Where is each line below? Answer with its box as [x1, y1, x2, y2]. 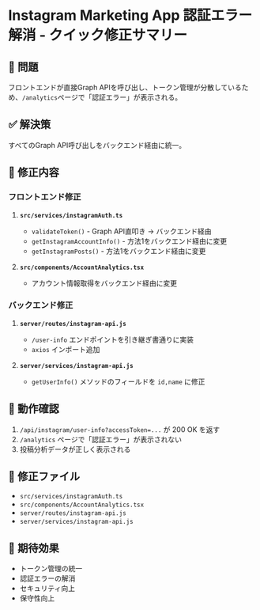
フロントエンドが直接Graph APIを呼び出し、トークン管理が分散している [8, 83, 243, 92]
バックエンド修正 [8, 300, 73, 311]
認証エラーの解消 [19, 574, 76, 583]
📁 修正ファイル [8, 470, 81, 483]
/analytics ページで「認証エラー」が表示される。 [22, 93, 183, 102]
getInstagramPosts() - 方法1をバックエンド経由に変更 [31, 246, 206, 256]
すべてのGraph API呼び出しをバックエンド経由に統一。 [8, 140, 187, 150]
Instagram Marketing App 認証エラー [8, 6, 253, 25]
